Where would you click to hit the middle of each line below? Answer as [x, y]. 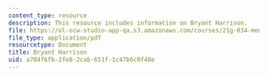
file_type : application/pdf [55, 38]
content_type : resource [48, 15]
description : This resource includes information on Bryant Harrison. [128, 23]
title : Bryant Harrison [48, 52]
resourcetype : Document [48, 45]
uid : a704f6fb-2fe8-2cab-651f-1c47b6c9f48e [82, 60]
